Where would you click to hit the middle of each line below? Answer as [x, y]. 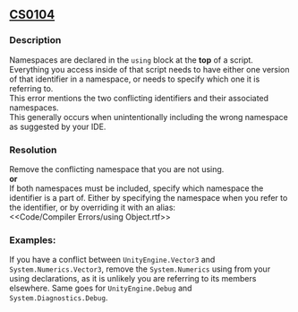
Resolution [33, 150]
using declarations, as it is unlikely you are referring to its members [133, 279]
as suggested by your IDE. [58, 126]
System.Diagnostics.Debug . [59, 298]
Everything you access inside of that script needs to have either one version [149, 69]
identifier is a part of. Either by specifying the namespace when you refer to [149, 197]
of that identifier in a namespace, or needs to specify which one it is [135, 79]
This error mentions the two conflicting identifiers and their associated [139, 98]
